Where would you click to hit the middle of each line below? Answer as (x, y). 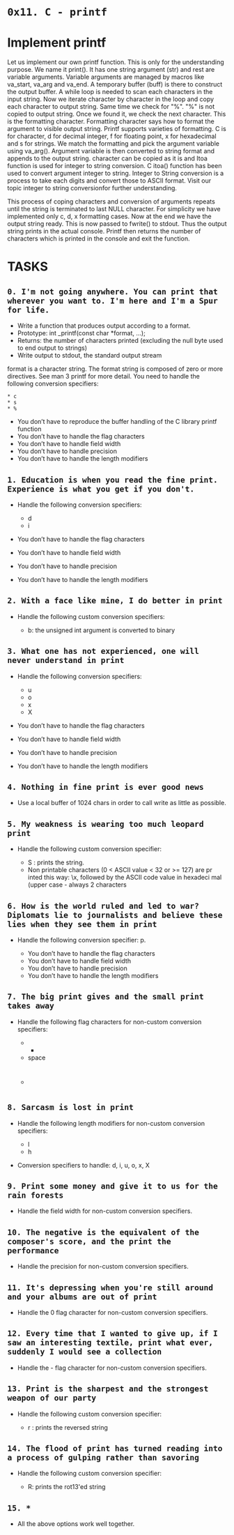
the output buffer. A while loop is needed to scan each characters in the (110, 92)
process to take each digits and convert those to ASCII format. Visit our (109, 181)
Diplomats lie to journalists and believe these (115, 915)
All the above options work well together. (76, 1524)
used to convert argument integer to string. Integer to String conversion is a (116, 174)
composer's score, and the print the (89, 1241)
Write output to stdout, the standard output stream (89, 356)
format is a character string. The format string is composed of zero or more (115, 369)
